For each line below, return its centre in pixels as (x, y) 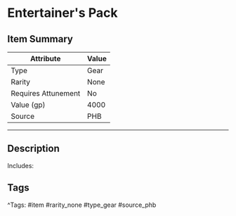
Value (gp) (28, 105)
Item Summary (40, 39)
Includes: (20, 165)
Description (33, 149)
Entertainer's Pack (63, 13)
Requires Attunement (46, 93)
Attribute (46, 59)
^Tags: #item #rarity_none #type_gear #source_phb (82, 205)
